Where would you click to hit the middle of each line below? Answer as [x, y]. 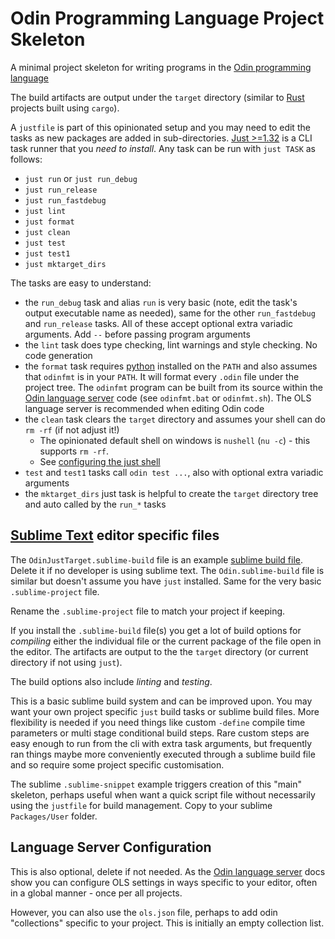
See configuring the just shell [100, 461]
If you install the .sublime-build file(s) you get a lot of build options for [156, 630]
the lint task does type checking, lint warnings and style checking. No [171, 344]
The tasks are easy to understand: [81, 283]
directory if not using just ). [66, 662]
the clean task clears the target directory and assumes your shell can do [175, 419]
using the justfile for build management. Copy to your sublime [141, 805]
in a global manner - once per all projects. [96, 893]
